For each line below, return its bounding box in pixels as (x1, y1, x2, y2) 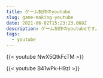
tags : (6, 31, 20, 37)
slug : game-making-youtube (6, 14, 74, 20)
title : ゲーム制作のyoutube (6, 8, 71, 15)
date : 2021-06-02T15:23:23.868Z (6, 20, 87, 26)
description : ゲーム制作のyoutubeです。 (6, 25, 100, 32)
